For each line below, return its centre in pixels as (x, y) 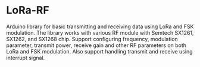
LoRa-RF (28, 10)
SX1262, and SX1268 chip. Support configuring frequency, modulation (92, 39)
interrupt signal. (26, 58)
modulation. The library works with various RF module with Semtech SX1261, (100, 32)
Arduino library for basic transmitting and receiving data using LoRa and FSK (100, 26)
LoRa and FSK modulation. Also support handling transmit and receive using (99, 51)
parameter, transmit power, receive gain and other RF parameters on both (96, 45)
